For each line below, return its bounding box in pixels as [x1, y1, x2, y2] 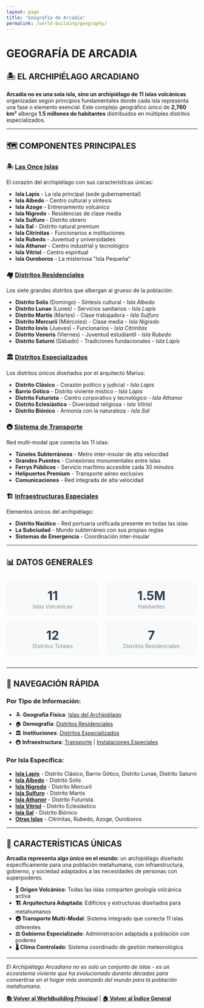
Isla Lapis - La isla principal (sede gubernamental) [15, 190, 141, 198]
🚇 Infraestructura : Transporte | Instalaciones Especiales [15, 739, 158, 746]
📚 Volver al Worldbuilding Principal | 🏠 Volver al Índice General [6, 995, 171, 1003]
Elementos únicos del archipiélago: [6, 508, 94, 516]
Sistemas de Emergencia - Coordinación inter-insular [15, 533, 150, 540]
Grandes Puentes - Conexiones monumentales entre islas [15, 456, 161, 464]
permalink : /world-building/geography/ [6, 20, 107, 26]
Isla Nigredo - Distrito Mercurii [15, 783, 92, 790]
